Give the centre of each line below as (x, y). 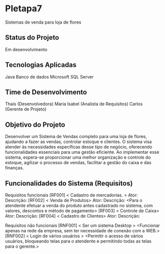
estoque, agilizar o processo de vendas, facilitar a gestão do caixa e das (78, 163)
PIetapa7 (24, 9)
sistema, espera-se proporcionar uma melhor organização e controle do (78, 157)
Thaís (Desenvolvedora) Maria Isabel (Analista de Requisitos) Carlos (74, 104)
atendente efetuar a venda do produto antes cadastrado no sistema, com (79, 205)
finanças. (14, 168)
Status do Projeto (32, 38)
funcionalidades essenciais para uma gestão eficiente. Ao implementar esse (82, 152)
